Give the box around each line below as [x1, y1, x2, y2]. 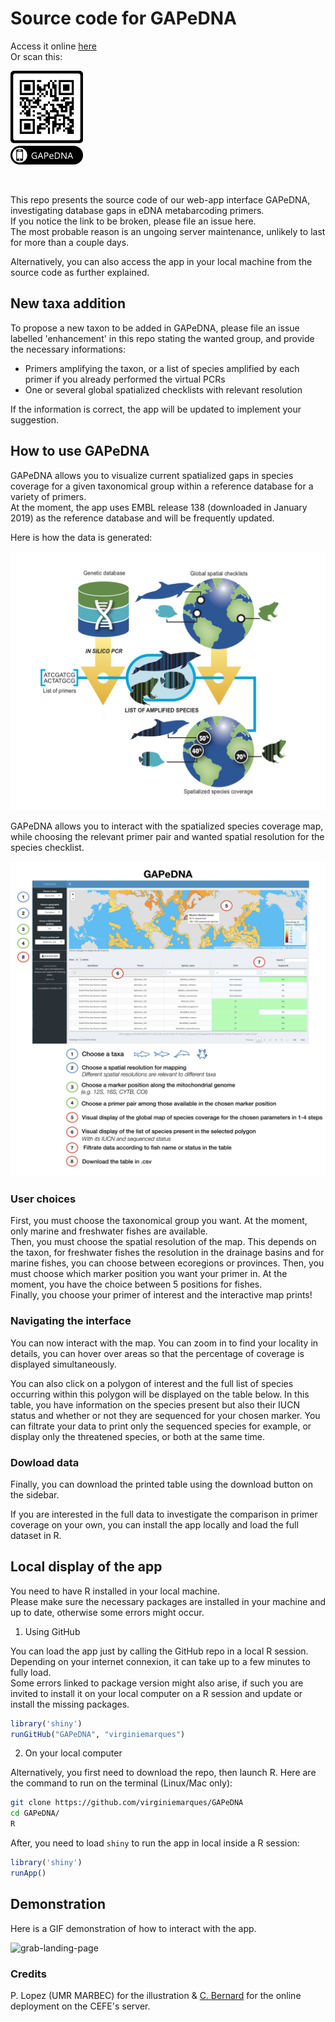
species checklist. [10, 841, 85, 853]
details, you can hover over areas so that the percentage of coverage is [10, 1347, 305, 1359]
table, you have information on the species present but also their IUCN [10, 1398, 301, 1411]
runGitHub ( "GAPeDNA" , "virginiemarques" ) [10, 1729, 186, 1739]
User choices [10, 1192, 77, 1206]
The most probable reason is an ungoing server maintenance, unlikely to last [10, 225, 326, 237]
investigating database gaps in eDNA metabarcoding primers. [10, 204, 265, 216]
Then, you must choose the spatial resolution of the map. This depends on [10, 1236, 317, 1248]
